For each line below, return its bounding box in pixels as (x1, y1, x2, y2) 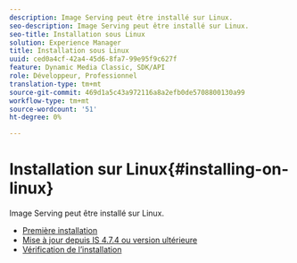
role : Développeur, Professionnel (9, 72, 138, 81)
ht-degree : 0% (9, 113, 62, 122)
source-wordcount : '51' (9, 105, 98, 114)
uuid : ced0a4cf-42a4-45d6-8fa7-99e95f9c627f (9, 55, 177, 64)
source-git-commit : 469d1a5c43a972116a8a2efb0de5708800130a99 (9, 88, 245, 97)
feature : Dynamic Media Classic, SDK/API (9, 64, 166, 72)
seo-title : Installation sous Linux (9, 30, 145, 38)
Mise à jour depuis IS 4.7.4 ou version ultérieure (21, 234, 198, 246)
